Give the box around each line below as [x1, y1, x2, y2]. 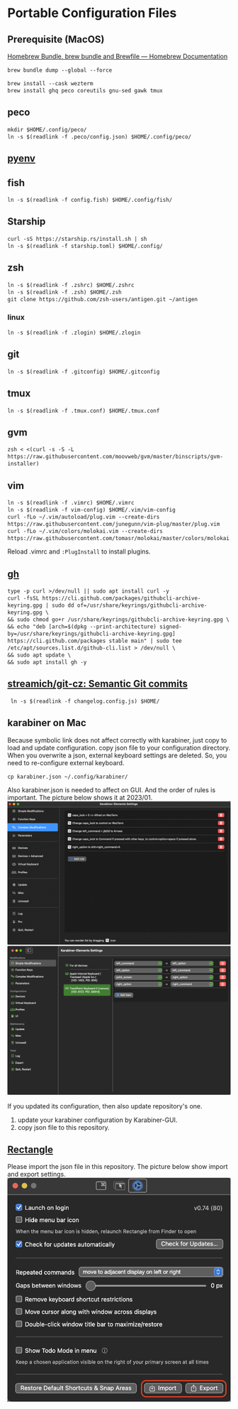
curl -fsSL [7, 595, 40, 602]
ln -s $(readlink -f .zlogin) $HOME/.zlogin [7, 329, 141, 336]
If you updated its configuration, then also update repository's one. [7, 1101, 203, 1110]
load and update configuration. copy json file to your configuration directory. [7, 743, 231, 752]
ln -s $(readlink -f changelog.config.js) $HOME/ [10, 698, 160, 705]
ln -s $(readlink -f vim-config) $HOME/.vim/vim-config [7, 507, 176, 514]
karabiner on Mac [7, 717, 86, 729]
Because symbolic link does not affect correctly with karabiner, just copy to [7, 735, 227, 744]
